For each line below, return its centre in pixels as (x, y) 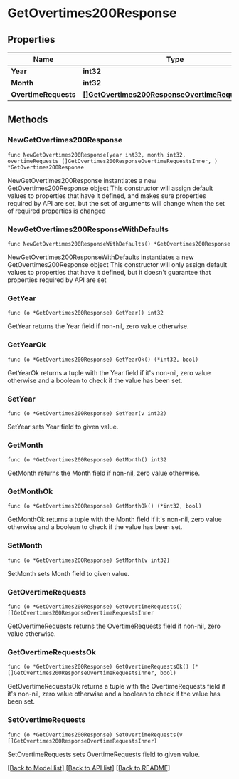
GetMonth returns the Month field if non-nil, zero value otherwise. (104, 473)
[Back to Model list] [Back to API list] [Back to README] (89, 768)
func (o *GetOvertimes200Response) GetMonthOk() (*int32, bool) (105, 506)
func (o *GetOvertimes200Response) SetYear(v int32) (87, 413)
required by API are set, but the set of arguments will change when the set (116, 203)
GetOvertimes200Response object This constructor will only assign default (117, 264)
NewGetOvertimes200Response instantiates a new (82, 180)
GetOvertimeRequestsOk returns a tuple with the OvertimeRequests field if (117, 686)
